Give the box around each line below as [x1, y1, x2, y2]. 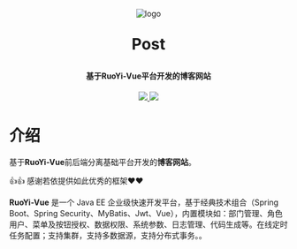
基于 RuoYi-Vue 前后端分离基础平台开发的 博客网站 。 [9, 156, 197, 167]
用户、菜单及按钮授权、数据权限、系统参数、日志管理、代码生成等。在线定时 [9, 219, 288, 230]
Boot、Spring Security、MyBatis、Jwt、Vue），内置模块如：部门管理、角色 [9, 207, 283, 218]
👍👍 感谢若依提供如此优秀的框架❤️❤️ [9, 175, 144, 185]
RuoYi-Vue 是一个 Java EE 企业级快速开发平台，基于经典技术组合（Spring [9, 197, 279, 207]
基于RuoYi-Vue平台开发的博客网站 [85, 71, 212, 81]
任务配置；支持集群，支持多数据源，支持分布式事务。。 [9, 230, 207, 240]
